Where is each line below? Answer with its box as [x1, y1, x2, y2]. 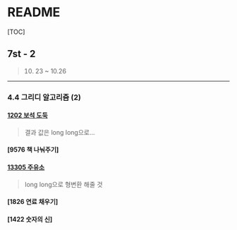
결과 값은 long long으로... [24, 128, 95, 136]
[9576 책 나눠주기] [7, 145, 59, 154]
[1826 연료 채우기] [7, 198, 59, 206]
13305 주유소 [7, 163, 45, 171]
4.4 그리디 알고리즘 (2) [7, 92, 81, 102]
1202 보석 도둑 [7, 111, 48, 120]
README [7, 4, 61, 20]
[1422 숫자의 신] [7, 214, 53, 223]
